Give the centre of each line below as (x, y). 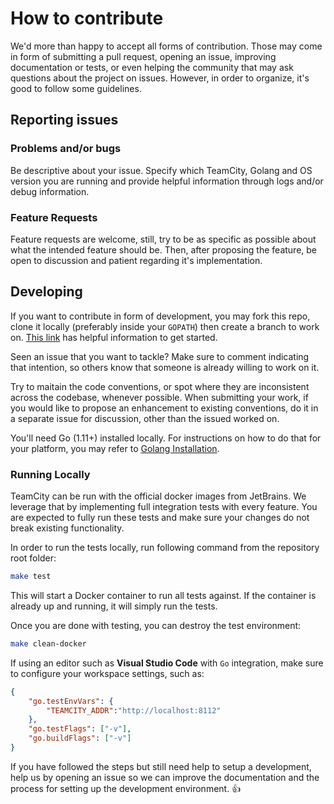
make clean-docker (48, 643)
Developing (46, 292)
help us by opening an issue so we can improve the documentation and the (165, 777)
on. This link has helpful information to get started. (114, 337)
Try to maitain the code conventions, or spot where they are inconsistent (160, 386)
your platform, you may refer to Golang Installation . (115, 448)
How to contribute (87, 18)
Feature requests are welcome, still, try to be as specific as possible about (163, 239)
